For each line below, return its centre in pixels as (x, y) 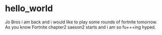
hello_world (29, 9)
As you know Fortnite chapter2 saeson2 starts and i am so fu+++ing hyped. (81, 27)
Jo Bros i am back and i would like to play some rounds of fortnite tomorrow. (81, 22)
